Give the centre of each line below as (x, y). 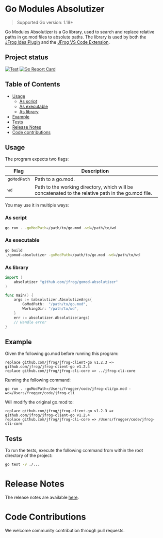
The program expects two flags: (37, 159)
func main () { (19, 295)
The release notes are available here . (42, 497)
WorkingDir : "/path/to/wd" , (51, 309)
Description (95, 171)
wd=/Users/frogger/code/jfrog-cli (40, 393)
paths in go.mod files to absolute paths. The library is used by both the (76, 37)
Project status (27, 58)
